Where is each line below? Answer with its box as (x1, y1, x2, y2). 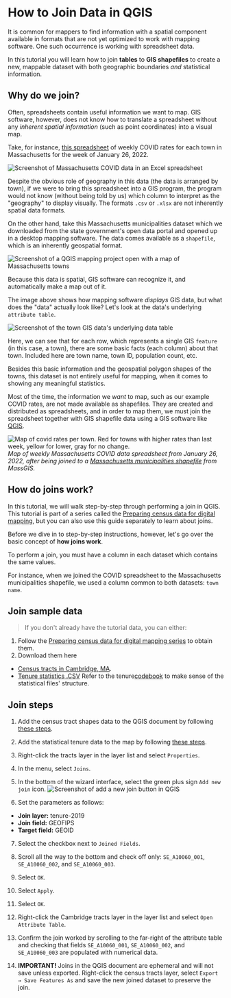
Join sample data (8, 605, 83, 617)
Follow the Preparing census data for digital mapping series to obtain (17, 637, 213, 645)
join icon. (17, 785, 47, 793)
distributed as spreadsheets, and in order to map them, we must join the (8, 406, 211, 415)
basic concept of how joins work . (8, 537, 104, 546)
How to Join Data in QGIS (8, 5, 153, 21)
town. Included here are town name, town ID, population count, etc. (8, 351, 197, 359)
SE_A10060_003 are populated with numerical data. (17, 948, 158, 957)
